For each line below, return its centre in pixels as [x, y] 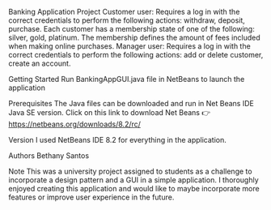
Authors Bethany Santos [49, 156]
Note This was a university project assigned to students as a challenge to [130, 171]
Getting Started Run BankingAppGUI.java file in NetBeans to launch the [127, 79]
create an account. [40, 63]
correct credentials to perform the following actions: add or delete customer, [136, 55]
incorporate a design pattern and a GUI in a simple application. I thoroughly [133, 180]
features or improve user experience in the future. [91, 197]
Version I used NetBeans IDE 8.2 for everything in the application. [117, 140]
